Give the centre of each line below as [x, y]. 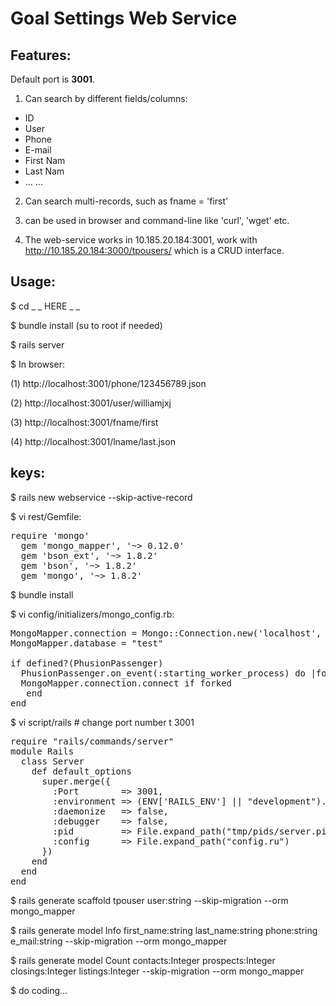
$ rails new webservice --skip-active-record [101, 497]
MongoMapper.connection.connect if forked [126, 683]
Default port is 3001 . [53, 79]
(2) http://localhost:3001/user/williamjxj [91, 403]
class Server [52, 761]
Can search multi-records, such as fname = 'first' [126, 201]
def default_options [81, 771]
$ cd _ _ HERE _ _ [45, 306]
